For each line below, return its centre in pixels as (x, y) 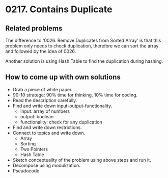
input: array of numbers (45, 111)
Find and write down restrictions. (47, 127)
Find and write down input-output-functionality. (62, 106)
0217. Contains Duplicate (59, 9)
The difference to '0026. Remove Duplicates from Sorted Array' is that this (83, 40)
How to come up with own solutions (63, 77)
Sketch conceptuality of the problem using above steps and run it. (82, 160)
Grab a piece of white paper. (43, 89)
